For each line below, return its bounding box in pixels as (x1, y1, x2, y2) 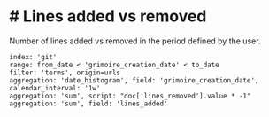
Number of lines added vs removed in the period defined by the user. (9, 35, 261, 46)
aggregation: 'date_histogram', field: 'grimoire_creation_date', (9, 75, 259, 85)
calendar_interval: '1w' (9, 83, 101, 92)
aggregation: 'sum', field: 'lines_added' (9, 99, 168, 108)
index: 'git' (9, 52, 58, 61)
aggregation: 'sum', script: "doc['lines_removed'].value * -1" (9, 91, 251, 100)
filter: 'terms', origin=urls (9, 68, 121, 77)
